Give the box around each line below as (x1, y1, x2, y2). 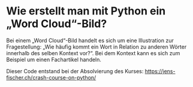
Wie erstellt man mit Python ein (6, 4, 166, 18)
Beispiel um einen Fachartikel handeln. (6, 56, 102, 63)
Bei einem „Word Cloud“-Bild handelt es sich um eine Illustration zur (6, 37, 174, 44)
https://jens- (144, 67, 176, 74)
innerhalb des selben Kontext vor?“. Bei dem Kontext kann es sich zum (6, 49, 180, 56)
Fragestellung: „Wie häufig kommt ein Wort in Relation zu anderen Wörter (6, 43, 187, 50)
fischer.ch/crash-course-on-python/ (6, 74, 96, 81)
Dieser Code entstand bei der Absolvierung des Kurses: (6, 67, 144, 74)
